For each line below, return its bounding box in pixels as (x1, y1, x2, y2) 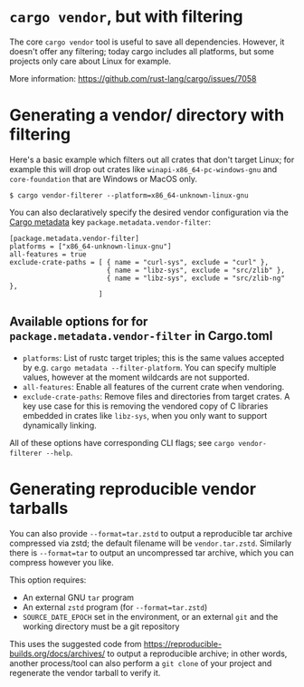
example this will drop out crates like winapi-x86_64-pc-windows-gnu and (9, 163, 278, 174)
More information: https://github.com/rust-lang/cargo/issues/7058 (9, 73, 257, 83)
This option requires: (9, 574, 87, 585)
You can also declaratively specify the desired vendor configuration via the (9, 207, 290, 218)
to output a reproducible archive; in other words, (107, 648, 288, 659)
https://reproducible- (143, 638, 223, 649)
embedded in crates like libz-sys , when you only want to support (22, 410, 268, 421)
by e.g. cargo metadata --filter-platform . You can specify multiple (22, 362, 277, 373)
